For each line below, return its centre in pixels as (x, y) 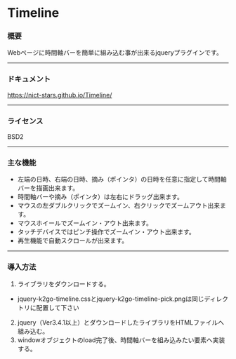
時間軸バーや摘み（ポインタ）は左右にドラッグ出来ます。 (100, 197)
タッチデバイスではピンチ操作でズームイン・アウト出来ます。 (106, 232)
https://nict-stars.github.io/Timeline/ (60, 95)
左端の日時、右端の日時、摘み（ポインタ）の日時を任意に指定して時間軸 (122, 179)
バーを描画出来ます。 (48, 188)
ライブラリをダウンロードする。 (64, 284)
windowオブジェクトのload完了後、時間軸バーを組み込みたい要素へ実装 (121, 340)
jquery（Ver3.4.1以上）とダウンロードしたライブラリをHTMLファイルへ (121, 322)
